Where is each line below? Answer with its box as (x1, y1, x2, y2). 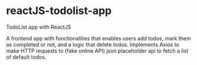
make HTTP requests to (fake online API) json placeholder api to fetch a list (6, 47, 189, 54)
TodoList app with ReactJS (6, 23, 71, 30)
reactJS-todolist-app (6, 4, 112, 18)
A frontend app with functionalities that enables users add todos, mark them (6, 35, 191, 42)
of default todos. (6, 53, 47, 60)
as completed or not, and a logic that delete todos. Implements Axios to (6, 41, 180, 48)
